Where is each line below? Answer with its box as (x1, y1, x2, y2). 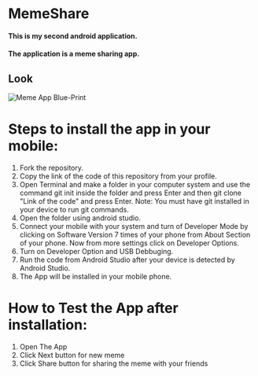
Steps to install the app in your (8, 120, 211, 138)
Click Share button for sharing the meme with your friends (19, 359, 208, 368)
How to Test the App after (8, 300, 179, 317)
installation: (8, 316, 88, 334)
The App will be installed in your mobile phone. (19, 272, 172, 282)
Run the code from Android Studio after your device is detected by (19, 255, 236, 264)
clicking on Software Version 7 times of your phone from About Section (19, 230, 251, 240)
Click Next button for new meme (19, 351, 125, 360)
